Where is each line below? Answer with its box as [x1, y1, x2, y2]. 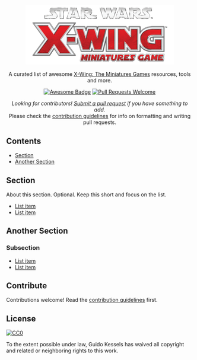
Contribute [6, 281, 47, 291]
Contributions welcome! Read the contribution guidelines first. [6, 297, 158, 304]
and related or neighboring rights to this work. [6, 347, 119, 354]
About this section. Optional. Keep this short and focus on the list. [6, 191, 167, 198]
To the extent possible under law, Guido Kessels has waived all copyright [6, 341, 185, 348]
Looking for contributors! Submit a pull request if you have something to [11, 100, 188, 107]
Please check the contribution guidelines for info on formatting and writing [8, 113, 191, 120]
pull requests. [82, 119, 117, 126]
